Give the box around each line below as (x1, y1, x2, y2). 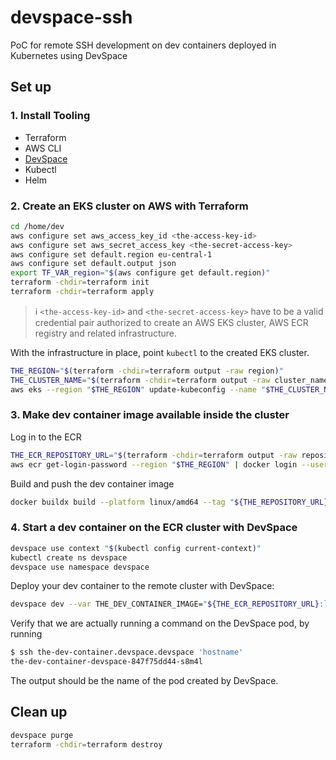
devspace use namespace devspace (10, 562, 150, 572)
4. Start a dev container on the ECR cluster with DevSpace (10, 521, 298, 535)
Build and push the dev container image (10, 477, 175, 490)
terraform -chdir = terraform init (10, 277, 150, 288)
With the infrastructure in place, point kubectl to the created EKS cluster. (10, 346, 310, 358)
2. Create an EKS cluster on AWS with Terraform (10, 199, 249, 213)
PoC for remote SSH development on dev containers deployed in (10, 39, 277, 51)
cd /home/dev (10, 221, 65, 231)
